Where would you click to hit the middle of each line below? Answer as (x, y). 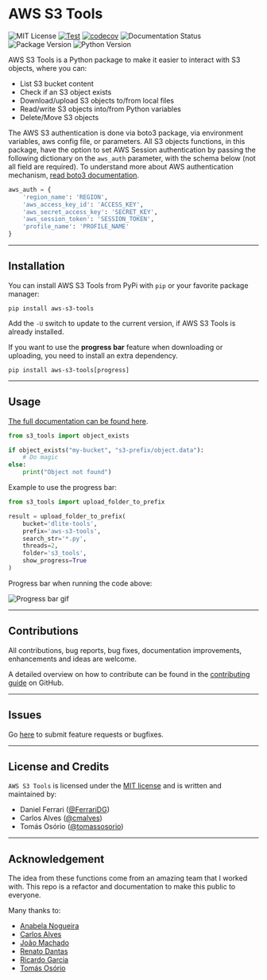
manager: (24, 294)
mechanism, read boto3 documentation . (74, 175)
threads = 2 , (41, 546)
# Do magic (41, 457)
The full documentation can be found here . (78, 421)
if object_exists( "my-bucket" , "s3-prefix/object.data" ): (106, 450)
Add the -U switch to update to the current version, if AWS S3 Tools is (122, 323)
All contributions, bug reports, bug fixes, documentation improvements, (125, 650)
